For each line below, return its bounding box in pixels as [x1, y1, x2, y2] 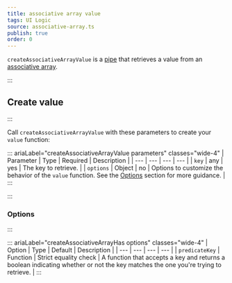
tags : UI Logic [7, 17, 51, 24]
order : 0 [7, 36, 33, 43]
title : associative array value [7, 10, 101, 17]
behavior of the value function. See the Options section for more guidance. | [7, 171, 226, 179]
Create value [7, 96, 64, 108]
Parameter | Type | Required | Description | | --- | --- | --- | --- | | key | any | [7, 156, 224, 164]
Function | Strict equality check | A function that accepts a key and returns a [7, 253, 226, 261]
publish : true [7, 29, 49, 37]
